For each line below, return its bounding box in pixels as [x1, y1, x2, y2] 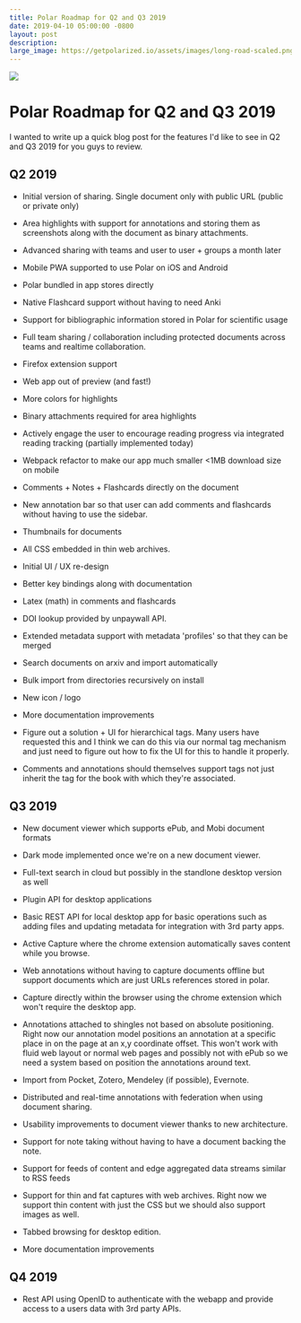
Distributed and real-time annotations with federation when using [21, 1092, 263, 1102]
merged [21, 640, 52, 650]
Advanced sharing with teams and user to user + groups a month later [21, 244, 282, 256]
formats [21, 831, 52, 843]
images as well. [21, 1208, 80, 1220]
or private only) [21, 200, 80, 211]
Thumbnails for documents [21, 526, 123, 536]
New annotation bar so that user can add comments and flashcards [21, 499, 271, 509]
